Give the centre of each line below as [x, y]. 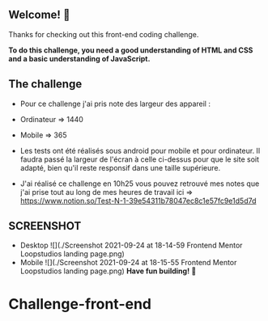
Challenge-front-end [80, 304]
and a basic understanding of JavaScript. [79, 58]
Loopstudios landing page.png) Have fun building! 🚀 [108, 271]
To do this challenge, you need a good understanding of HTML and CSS [131, 50]
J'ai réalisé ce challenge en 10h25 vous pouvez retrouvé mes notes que [140, 184]
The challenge [45, 84]
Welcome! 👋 [39, 15]
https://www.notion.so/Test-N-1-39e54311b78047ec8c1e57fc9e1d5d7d [138, 201]
